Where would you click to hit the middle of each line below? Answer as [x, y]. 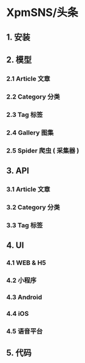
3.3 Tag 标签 [25, 225]
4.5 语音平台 [25, 331]
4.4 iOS [18, 313]
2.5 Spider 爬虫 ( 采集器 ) [43, 151]
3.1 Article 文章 [28, 189]
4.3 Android [24, 297]
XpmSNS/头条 [42, 13]
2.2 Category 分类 [33, 97]
